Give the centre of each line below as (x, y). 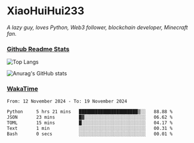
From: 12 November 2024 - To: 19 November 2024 (67, 101)
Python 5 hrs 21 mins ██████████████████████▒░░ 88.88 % (90, 112)
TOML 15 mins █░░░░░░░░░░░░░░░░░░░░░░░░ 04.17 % (90, 123)
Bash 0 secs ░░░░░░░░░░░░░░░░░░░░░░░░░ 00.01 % (90, 134)
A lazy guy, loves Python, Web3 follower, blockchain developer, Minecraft (97, 27)
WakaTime (22, 89)
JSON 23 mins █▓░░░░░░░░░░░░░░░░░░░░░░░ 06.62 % (90, 117)
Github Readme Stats (38, 49)
